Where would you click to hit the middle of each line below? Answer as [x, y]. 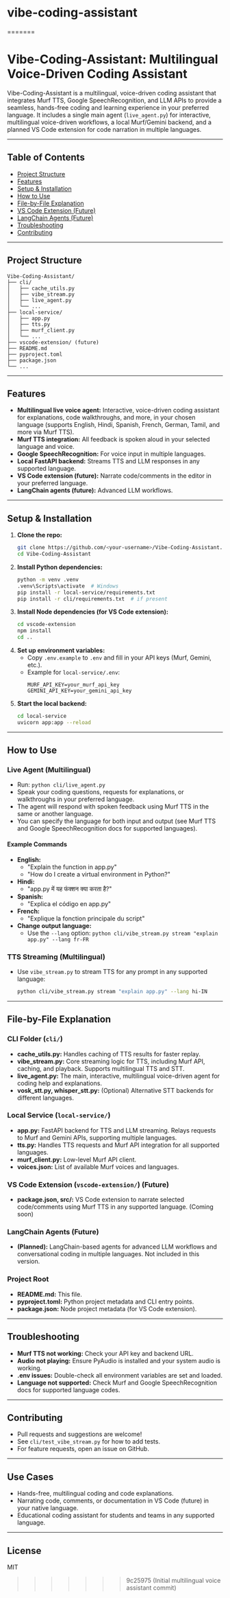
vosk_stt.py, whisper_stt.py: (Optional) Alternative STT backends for [115, 1090]
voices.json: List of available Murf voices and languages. [98, 1167]
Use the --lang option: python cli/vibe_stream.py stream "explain [123, 933]
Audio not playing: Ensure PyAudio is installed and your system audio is [119, 1360]
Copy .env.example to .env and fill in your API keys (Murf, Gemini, [119, 658]
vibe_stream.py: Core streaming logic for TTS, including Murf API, [111, 1061]
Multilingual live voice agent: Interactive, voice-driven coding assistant [118, 410]
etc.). [35, 665]
